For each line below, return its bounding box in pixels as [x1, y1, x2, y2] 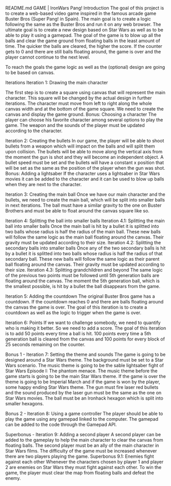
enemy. [5, 475, 21, 481]
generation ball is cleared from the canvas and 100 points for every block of [5, 336, 165, 342]
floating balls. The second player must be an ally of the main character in [5, 442, 159, 448]
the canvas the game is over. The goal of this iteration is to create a [5, 304, 147, 310]
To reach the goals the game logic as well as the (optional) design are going [5, 64, 165, 70]
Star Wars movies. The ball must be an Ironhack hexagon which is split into [5, 395, 164, 401]
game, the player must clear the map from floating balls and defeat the [5, 470, 155, 476]
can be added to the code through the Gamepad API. [5, 422, 117, 427]
